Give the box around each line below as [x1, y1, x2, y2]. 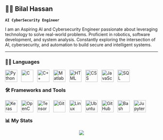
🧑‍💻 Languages [5, 58, 40, 65]
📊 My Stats [5, 117, 33, 124]
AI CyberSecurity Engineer [5, 17, 60, 22]
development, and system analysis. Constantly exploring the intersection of [5, 36, 156, 42]
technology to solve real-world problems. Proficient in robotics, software [5, 31, 150, 37]
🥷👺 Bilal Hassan [5, 5, 53, 13]
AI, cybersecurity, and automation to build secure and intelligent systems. [5, 42, 152, 48]
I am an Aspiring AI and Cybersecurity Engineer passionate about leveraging [5, 26, 158, 32]
